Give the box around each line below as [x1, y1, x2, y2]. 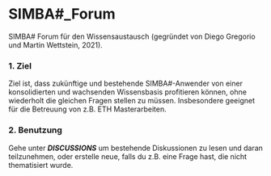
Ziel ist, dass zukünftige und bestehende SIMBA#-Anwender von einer [8, 78, 243, 89]
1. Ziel [8, 60, 32, 71]
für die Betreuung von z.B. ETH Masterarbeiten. [8, 104, 167, 114]
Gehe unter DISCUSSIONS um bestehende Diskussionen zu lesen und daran [8, 143, 263, 153]
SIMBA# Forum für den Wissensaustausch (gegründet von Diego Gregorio [8, 31, 256, 41]
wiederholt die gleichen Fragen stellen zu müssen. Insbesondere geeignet [8, 96, 256, 106]
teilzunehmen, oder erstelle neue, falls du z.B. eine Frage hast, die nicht [8, 151, 248, 161]
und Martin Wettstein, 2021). [8, 40, 103, 49]
